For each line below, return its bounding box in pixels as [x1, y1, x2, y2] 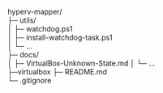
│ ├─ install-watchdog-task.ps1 [7, 32, 113, 42]
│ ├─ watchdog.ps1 [7, 24, 73, 33]
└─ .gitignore [7, 76, 52, 85]
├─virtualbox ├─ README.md [7, 67, 107, 76]
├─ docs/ [7, 50, 40, 59]
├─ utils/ [7, 15, 36, 25]
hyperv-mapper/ [7, 7, 62, 16]
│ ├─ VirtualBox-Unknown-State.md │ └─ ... [7, 58, 156, 68]
